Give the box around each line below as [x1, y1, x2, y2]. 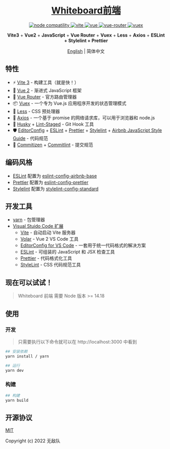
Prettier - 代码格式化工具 [20, 255, 73, 261]
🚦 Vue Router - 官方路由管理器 [12, 94, 77, 100]
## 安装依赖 [5, 349, 28, 354]
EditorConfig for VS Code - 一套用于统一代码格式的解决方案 [20, 242, 146, 248]
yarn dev [5, 368, 24, 373]
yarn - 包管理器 [12, 217, 45, 223]
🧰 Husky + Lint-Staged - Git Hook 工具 [12, 121, 94, 127]
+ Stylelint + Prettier [63, 37, 109, 44]
